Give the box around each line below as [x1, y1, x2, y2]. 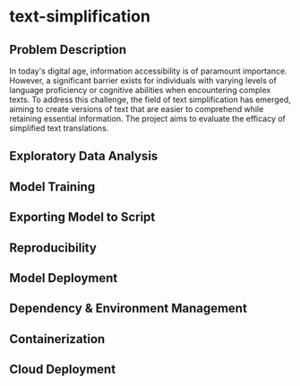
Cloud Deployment [9, 362, 116, 377]
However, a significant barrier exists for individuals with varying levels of [9, 75, 278, 86]
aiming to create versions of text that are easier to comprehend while [9, 104, 264, 114]
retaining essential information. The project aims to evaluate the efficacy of [9, 114, 287, 124]
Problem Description [9, 42, 127, 57]
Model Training [9, 179, 96, 194]
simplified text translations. [9, 123, 109, 133]
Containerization [9, 331, 106, 347]
